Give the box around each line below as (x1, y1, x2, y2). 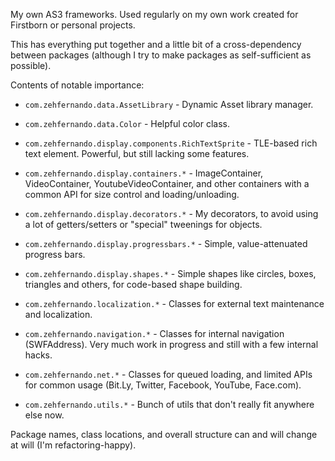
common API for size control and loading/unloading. (24, 189, 240, 200)
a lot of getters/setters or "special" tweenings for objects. (24, 219, 263, 230)
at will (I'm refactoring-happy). (10, 439, 137, 451)
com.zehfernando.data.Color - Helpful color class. (24, 118, 231, 129)
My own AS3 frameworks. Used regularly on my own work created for (10, 9, 299, 20)
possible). (10, 60, 52, 71)
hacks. (24, 349, 53, 361)
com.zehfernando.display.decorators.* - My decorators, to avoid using (24, 208, 319, 219)
